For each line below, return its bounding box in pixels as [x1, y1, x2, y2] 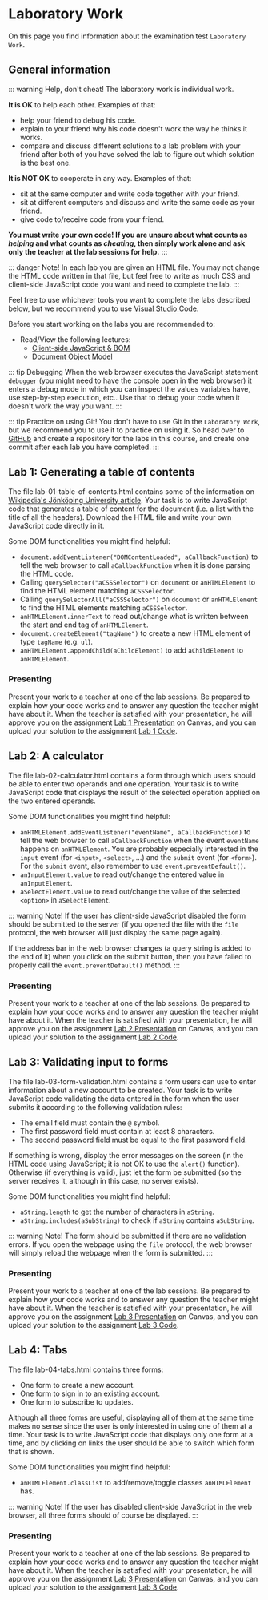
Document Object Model [31, 352, 114, 361]
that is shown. [8, 1446, 54, 1456]
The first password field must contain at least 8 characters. [19, 1126, 215, 1136]
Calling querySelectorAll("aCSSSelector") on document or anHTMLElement [19, 594, 258, 604]
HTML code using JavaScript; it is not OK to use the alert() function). [8, 1159, 240, 1168]
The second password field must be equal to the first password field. [19, 1135, 248, 1144]
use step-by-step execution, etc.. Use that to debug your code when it [8, 392, 240, 402]
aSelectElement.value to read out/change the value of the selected [19, 886, 241, 896]
